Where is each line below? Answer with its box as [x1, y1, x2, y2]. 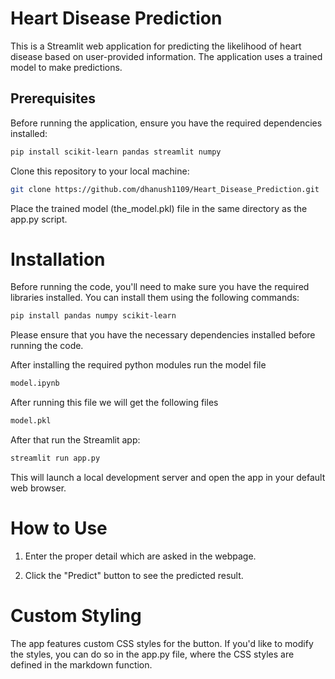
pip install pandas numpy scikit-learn [10, 311, 177, 321]
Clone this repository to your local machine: [10, 165, 190, 177]
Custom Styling [10, 605, 142, 627]
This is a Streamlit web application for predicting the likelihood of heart [10, 40, 302, 52]
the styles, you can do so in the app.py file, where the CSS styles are [10, 648, 295, 660]
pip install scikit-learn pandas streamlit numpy [10, 147, 222, 157]
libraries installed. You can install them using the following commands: [10, 292, 300, 304]
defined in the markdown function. [10, 658, 153, 671]
